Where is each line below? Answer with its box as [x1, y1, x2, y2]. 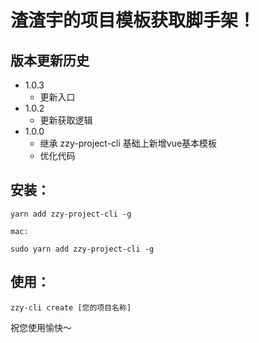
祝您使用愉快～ [10, 321, 72, 333]
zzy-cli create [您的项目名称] [10, 302, 132, 313]
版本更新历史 [10, 52, 90, 69]
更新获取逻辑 [39, 114, 93, 126]
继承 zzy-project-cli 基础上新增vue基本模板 [39, 137, 218, 149]
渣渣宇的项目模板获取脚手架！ [10, 9, 257, 32]
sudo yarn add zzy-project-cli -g [10, 244, 155, 254]
